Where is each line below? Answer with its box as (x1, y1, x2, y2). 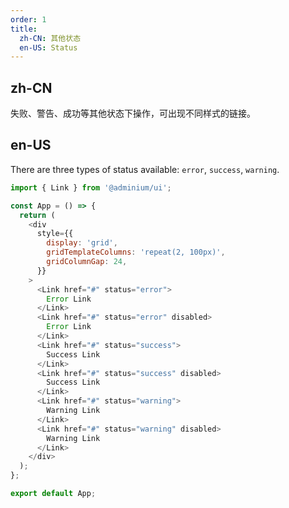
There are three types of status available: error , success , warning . (10, 163, 280, 175)
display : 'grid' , (46, 238, 118, 248)
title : (10, 24, 38, 34)
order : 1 (10, 14, 47, 25)
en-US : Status (19, 42, 78, 53)
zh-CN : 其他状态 (19, 33, 82, 43)
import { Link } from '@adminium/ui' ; (10, 182, 172, 193)
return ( (19, 210, 56, 220)
